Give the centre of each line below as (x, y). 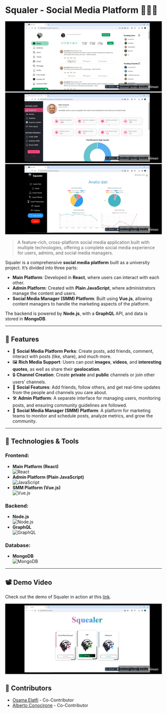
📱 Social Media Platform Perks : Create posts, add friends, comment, (83, 351)
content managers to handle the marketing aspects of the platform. (81, 304)
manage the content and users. (44, 294)
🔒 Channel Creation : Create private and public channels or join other (83, 375)
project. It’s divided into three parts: (42, 268)
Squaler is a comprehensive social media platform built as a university (78, 263)
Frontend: (17, 456)
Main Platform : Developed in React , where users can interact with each (86, 278)
